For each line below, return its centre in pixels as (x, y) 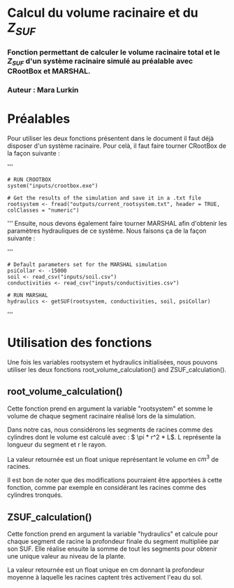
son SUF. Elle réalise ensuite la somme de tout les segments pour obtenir (112, 549)
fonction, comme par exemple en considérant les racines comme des (107, 488)
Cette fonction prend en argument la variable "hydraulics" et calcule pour (113, 534)
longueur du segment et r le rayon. (57, 444)
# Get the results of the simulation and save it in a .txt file (104, 198)
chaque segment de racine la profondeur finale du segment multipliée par (113, 542)
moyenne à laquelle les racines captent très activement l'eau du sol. (105, 577)
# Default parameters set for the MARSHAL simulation (87, 264)
